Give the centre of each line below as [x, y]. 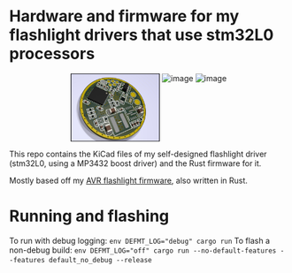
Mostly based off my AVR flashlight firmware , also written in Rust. [128, 180]
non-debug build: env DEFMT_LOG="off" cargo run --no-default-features [143, 250]
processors [52, 54]
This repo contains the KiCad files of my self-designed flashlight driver [138, 154]
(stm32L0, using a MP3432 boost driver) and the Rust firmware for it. [135, 163]
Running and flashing [89, 216]
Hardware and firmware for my [124, 16]
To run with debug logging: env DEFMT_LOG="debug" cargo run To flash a [140, 240]
